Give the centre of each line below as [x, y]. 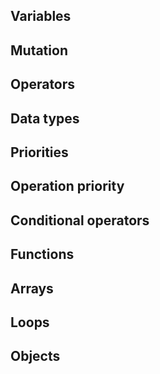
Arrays [32, 288]
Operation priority [67, 186]
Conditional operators [80, 220]
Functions [42, 254]
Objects [35, 356]
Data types [45, 118]
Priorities [39, 152]
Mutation [39, 50]
